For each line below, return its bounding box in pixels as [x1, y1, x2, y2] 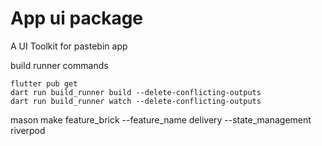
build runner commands [10, 59, 109, 71]
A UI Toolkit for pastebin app [10, 40, 128, 52]
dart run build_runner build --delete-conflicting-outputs [10, 87, 262, 97]
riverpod [10, 124, 46, 136]
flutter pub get [10, 78, 78, 89]
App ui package [10, 7, 144, 30]
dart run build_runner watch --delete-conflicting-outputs [10, 96, 262, 106]
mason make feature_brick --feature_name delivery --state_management [10, 113, 312, 126]
